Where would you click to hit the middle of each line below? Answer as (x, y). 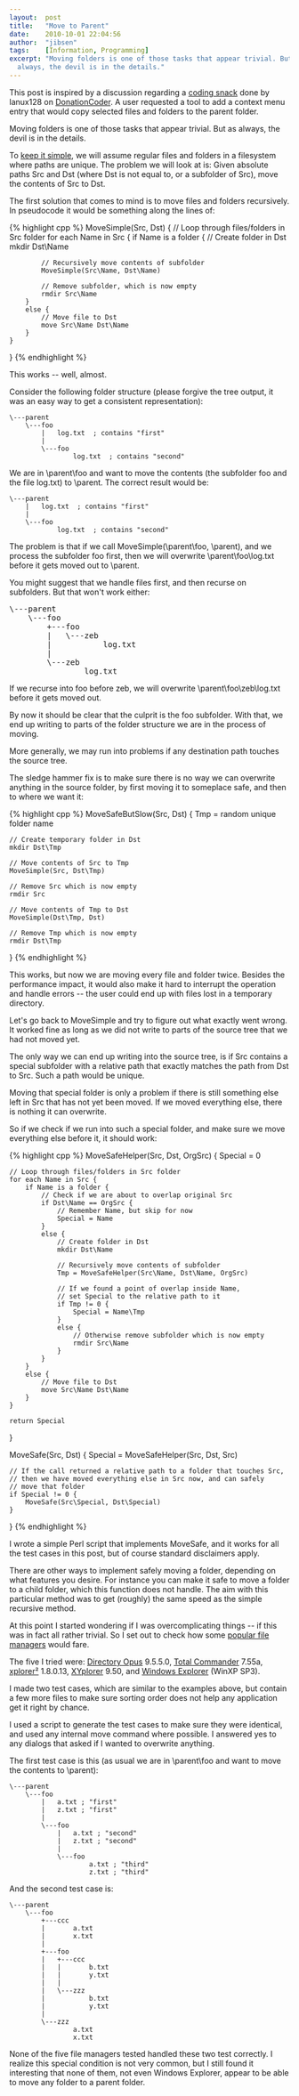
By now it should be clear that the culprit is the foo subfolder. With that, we (146, 715)
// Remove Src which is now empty (73, 886)
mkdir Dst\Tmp (36, 847)
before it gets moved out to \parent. (74, 565)
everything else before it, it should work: (83, 1138)
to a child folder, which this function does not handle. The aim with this (139, 1589)
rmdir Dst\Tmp (36, 941)
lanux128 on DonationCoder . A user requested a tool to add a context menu (147, 101)
